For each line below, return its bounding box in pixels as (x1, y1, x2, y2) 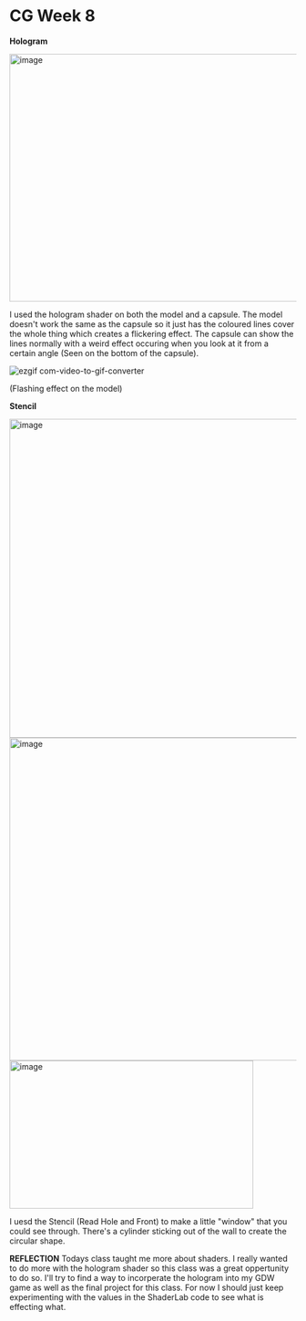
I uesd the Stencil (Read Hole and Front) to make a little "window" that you (9, 1215, 288, 1226)
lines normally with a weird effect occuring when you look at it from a (9, 338, 269, 349)
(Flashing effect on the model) (9, 383, 123, 394)
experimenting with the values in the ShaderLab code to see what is (9, 1291, 264, 1303)
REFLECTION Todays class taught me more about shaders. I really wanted (9, 1253, 289, 1264)
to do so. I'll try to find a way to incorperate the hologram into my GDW (9, 1272, 275, 1283)
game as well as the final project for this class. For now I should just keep (9, 1282, 284, 1293)
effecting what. (9, 1301, 66, 1312)
